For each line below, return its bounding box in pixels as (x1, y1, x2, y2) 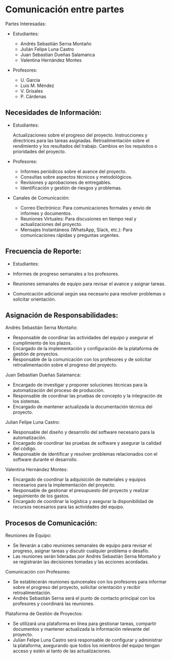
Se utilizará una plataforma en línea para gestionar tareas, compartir (12, 620, 157, 627)
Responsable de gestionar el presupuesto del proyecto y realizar (12, 488, 149, 494)
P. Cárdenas (20, 93, 47, 99)
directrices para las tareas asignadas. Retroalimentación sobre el (12, 137, 150, 144)
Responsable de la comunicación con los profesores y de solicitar (12, 356, 152, 362)
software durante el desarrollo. (12, 457, 78, 463)
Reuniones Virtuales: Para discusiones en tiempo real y (20, 215, 137, 222)
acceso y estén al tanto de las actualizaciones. (12, 648, 112, 654)
